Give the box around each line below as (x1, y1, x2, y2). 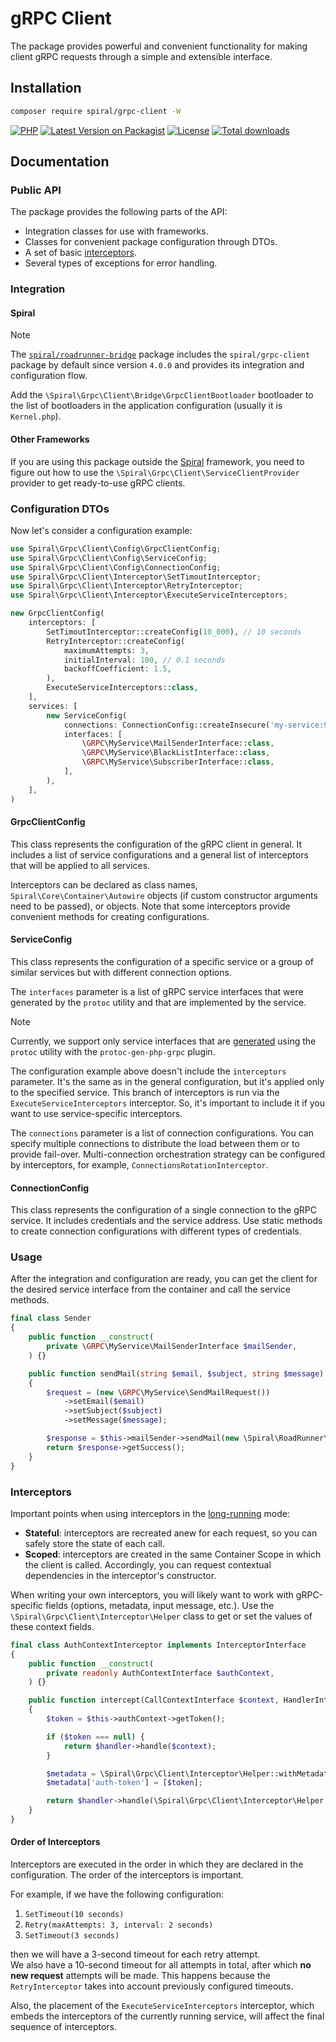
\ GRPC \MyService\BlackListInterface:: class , (81, 748, 271, 758)
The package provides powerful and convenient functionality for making (10, 40, 308, 52)
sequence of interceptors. (10, 2021, 118, 2033)
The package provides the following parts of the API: (10, 206, 228, 218)
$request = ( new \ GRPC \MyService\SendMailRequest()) (46, 1387, 271, 1397)
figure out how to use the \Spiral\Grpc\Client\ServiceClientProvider (10, 466, 300, 478)
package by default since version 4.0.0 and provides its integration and (10, 359, 305, 371)
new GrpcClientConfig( (10, 608, 105, 619)
